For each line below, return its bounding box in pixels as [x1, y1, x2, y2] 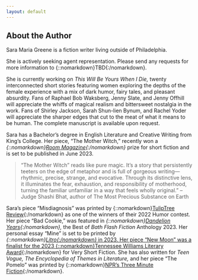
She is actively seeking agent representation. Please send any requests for [6, 58, 189, 65]
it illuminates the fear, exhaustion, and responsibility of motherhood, [20, 180, 187, 187]
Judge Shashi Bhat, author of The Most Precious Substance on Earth [20, 193, 189, 201]
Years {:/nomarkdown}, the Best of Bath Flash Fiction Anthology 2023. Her [6, 224, 188, 231]
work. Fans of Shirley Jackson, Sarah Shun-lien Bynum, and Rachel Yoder [6, 107, 187, 114]
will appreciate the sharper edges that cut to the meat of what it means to [6, 113, 186, 120]
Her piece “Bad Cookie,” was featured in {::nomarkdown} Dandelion [6, 217, 171, 224]
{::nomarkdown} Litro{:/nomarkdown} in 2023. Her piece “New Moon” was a [6, 236, 191, 243]
